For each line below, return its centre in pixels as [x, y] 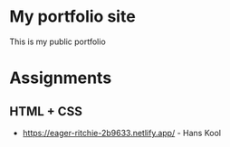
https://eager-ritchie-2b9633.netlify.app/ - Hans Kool [122, 133]
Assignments [61, 78]
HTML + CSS [46, 111]
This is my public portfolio [57, 41]
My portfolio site [72, 17]
